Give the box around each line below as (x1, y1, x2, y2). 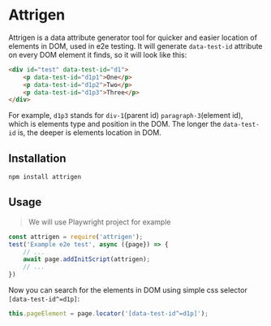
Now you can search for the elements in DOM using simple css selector (8, 285, 247, 295)
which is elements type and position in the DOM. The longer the (8, 120, 222, 129)
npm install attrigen (8, 173, 82, 181)
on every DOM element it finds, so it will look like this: (8, 50, 187, 59)
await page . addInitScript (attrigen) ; (23, 255, 151, 263)
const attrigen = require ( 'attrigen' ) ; (8, 233, 144, 241)
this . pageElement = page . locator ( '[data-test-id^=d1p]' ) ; (8, 310, 209, 318)
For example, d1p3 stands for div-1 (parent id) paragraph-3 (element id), (8, 111, 243, 120)
